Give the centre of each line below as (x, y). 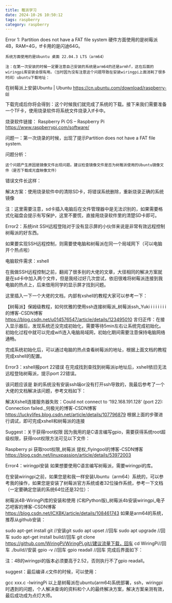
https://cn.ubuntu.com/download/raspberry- (120, 88)
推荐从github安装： (26, 520)
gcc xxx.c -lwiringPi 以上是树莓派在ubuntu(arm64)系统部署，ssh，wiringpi (84, 583)
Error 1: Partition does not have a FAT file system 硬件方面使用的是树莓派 (82, 40)
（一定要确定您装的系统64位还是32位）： (48, 489)
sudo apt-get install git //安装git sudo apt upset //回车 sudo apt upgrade (81, 531)
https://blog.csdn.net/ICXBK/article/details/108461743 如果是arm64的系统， (85, 513)
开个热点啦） (19, 250)
